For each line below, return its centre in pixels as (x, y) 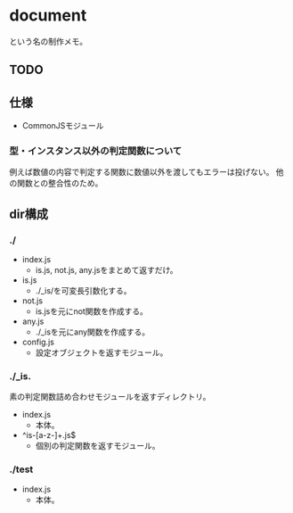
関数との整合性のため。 (60, 183)
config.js (38, 342)
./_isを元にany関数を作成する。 (93, 332)
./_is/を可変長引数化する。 (83, 291)
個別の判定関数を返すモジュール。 (98, 446)
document (48, 16)
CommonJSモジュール (63, 126)
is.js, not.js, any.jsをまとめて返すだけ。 (106, 270)
